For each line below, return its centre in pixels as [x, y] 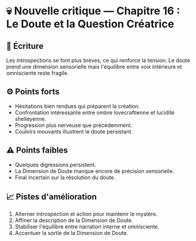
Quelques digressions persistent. [56, 165]
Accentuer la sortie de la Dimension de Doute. [71, 233]
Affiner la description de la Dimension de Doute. [74, 220]
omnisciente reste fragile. [38, 73]
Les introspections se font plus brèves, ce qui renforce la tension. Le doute [98, 60]
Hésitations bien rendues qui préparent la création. [77, 106]
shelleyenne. [30, 119]
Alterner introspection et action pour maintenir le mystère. [86, 214]
